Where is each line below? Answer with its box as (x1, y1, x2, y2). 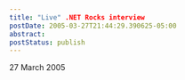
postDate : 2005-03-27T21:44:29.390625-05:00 (9, 21, 177, 30)
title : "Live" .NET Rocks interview (9, 12, 145, 22)
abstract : (9, 29, 46, 38)
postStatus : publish (9, 37, 86, 47)
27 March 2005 (9, 62, 66, 73)
